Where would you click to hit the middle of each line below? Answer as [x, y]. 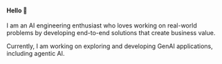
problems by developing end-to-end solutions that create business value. [111, 33]
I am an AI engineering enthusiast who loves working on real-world [102, 25]
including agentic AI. [36, 54]
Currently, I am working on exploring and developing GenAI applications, [110, 46]
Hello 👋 [17, 10]
